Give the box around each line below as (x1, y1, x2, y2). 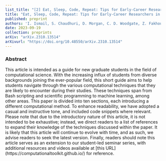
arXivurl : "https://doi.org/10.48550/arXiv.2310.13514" (5, 39, 123, 44)
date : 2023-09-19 (5, 26, 41, 31)
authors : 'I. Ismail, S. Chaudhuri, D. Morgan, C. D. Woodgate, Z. (5, 21, 147, 26)
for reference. (86, 151, 115, 157)
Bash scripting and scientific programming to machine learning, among (5, 93, 150, 99)
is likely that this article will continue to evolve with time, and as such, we (5, 129, 154, 135)
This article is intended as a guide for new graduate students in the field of (5, 67, 157, 73)
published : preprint (5, 16, 48, 21)
